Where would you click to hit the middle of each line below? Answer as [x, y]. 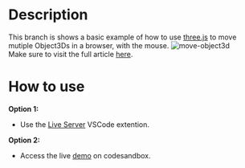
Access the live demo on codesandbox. [85, 155]
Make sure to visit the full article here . [71, 54]
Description [48, 15]
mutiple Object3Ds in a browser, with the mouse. [89, 45]
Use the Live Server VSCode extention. [85, 124]
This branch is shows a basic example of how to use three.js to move [122, 37]
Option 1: [23, 109]
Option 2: [24, 140]
